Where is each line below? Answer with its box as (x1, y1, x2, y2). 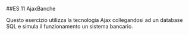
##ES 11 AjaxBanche (6, 5, 56, 12)
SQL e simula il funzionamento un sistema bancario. (6, 23, 134, 30)
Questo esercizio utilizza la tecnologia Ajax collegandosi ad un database (6, 17, 183, 23)
